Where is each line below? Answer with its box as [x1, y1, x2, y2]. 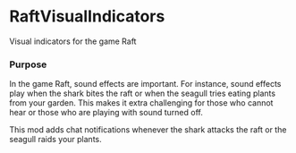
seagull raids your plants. [9, 134, 102, 145]
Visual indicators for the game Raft [9, 36, 137, 47]
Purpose [9, 58, 47, 71]
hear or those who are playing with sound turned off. [9, 107, 203, 118]
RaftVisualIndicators [9, 6, 165, 27]
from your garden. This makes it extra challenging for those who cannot [9, 98, 274, 108]
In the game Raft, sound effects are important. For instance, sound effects [9, 79, 282, 89]
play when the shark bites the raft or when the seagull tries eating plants [9, 88, 275, 99]
